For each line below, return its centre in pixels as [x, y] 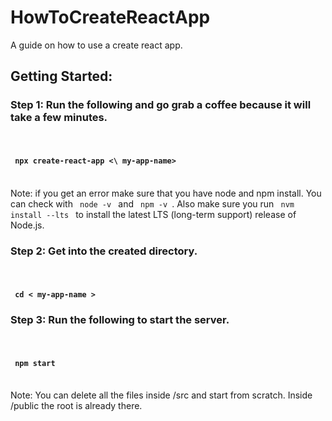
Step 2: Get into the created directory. [104, 251]
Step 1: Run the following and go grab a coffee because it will [161, 105]
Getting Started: [61, 76]
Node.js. [27, 225]
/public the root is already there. [76, 406]
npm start [35, 363]
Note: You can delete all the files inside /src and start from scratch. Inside [161, 395]
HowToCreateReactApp [110, 17]
